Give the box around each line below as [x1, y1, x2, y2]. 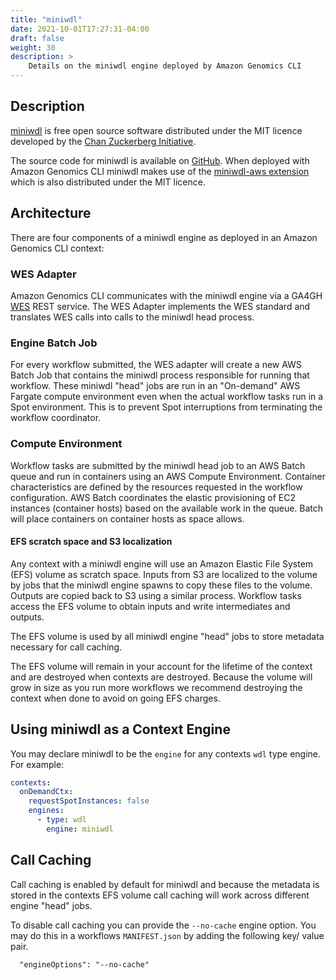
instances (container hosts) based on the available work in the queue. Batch [10, 502, 324, 514]
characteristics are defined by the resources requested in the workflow [10, 481, 303, 493]
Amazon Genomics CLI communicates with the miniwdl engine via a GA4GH [10, 289, 323, 301]
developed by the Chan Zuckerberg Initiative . [10, 135, 197, 147]
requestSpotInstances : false [28, 796, 150, 806]
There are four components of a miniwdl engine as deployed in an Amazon [10, 231, 318, 243]
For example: [10, 758, 65, 770]
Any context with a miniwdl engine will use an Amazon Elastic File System [10, 557, 314, 570]
